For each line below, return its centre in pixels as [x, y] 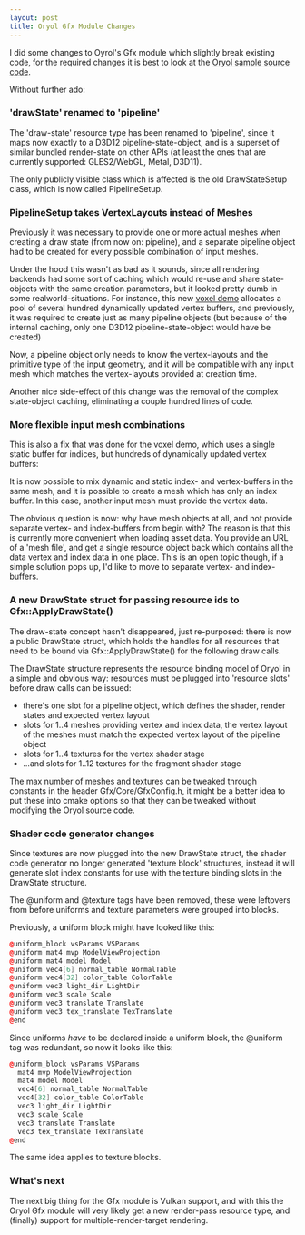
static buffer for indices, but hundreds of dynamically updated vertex [138, 454]
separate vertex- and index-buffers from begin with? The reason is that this [150, 528]
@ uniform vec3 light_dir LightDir [75, 987]
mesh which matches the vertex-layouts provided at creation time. [133, 374]
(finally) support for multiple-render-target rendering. [109, 1220]
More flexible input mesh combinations [98, 425]
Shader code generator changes [82, 834]
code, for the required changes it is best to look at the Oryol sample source [150, 62]
